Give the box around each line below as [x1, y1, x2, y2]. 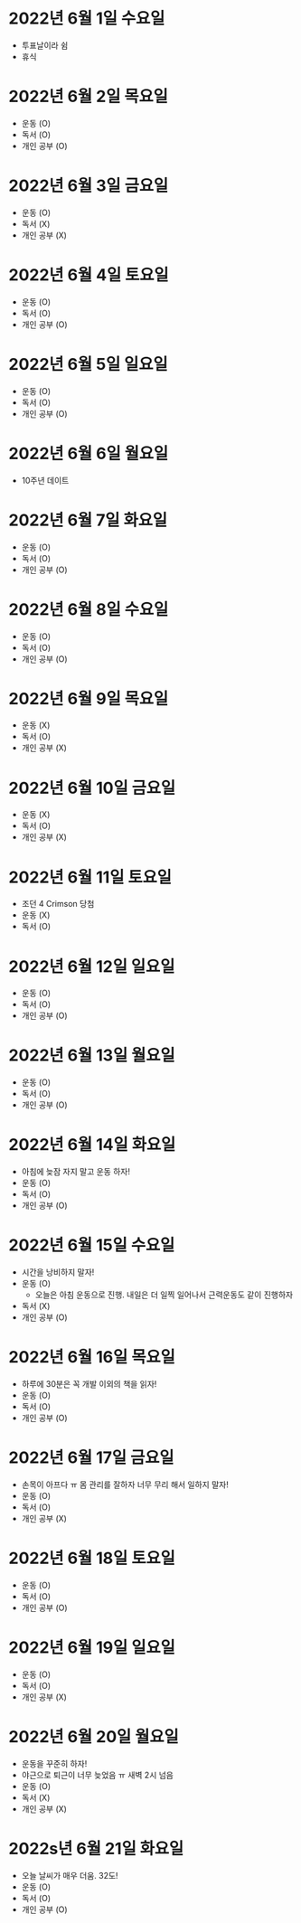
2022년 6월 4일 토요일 [8, 265, 169, 285]
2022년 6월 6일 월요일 [8, 443, 169, 464]
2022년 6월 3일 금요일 [8, 175, 169, 196]
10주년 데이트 [21, 475, 70, 485]
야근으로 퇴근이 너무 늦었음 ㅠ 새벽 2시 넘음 [21, 1769, 174, 1780]
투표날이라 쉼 [21, 40, 69, 51]
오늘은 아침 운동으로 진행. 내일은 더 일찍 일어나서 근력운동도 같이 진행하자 [34, 1289, 294, 1300]
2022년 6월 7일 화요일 [8, 510, 168, 530]
